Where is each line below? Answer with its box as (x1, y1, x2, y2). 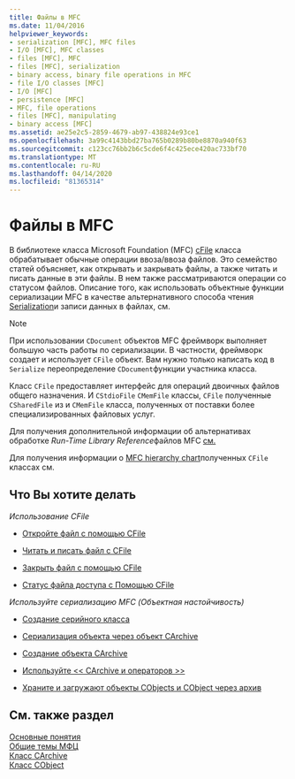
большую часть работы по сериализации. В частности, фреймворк (9, 345, 263, 355)
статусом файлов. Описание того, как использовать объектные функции (9, 282, 284, 293)
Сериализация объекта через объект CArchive (21, 630, 199, 641)
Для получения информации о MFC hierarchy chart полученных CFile (9, 453, 269, 463)
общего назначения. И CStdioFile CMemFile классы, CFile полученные (9, 390, 272, 401)
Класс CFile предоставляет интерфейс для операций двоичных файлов (9, 381, 280, 392)
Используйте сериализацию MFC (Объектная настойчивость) (9, 596, 245, 607)
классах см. (9, 462, 55, 473)
